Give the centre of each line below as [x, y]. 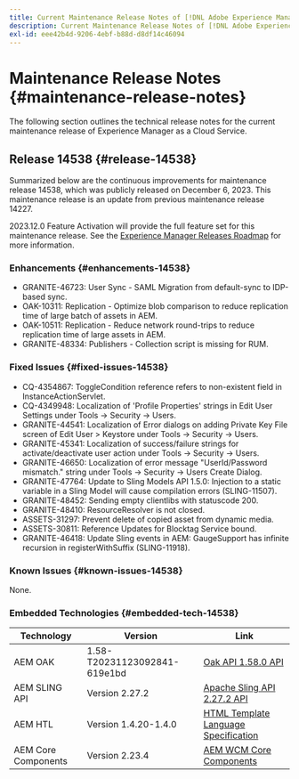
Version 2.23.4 [118, 756]
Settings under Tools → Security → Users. [99, 415]
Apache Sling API [239, 688]
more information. [42, 245]
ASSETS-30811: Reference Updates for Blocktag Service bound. [139, 528]
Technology [46, 636]
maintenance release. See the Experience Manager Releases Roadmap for [145, 236]
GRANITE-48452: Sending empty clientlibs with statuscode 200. [140, 500]
